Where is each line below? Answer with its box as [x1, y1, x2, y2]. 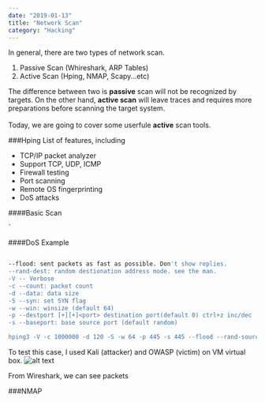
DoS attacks [19, 193, 60, 202]
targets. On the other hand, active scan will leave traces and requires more [8, 96, 252, 105]
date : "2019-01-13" [8, 11, 73, 20]
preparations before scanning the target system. [8, 103, 166, 113]
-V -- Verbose [8, 275, 55, 283]
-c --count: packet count [8, 282, 93, 290]
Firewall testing [19, 167, 69, 178]
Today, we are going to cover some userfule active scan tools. [8, 120, 211, 130]
